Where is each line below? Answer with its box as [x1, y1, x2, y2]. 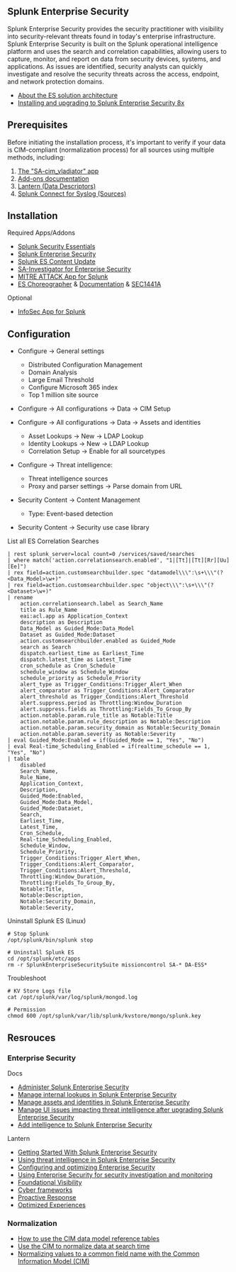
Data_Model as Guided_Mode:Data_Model [20, 625, 135, 632]
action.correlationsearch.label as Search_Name [20, 601, 163, 608]
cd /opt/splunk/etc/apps [7, 955, 81, 963]
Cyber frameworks [17, 1185, 73, 1194]
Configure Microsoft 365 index [28, 383, 118, 392]
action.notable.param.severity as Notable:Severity [20, 730, 176, 738]
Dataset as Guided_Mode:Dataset [20, 631, 116, 639]
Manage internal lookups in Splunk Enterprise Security [17, 1090, 177, 1098]
